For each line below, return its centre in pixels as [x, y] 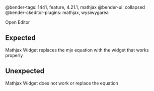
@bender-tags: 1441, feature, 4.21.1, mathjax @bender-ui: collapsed [75, 7]
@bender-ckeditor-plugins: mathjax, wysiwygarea [57, 12]
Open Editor [18, 22]
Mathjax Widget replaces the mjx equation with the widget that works [77, 50]
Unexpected [25, 71]
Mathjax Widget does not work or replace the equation [62, 83]
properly [14, 55]
